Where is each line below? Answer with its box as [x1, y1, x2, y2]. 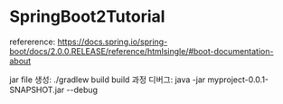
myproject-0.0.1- [207, 74, 269, 85]
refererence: [9, 36, 56, 47]
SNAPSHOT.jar [9, 84, 65, 95]
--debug [66, 84, 98, 95]
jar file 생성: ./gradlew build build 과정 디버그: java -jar [9, 74, 206, 85]
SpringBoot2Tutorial [9, 6, 165, 27]
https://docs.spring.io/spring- [57, 36, 168, 47]
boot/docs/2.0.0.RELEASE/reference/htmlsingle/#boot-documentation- [9, 45, 274, 56]
